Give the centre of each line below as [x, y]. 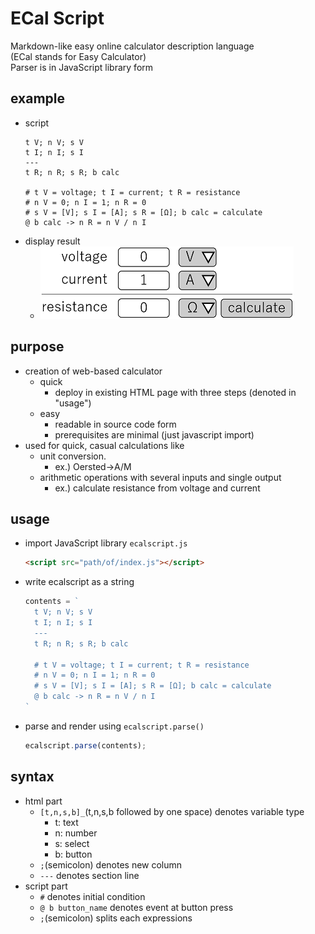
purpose [37, 347]
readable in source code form [115, 424]
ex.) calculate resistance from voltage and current [157, 488]
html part [43, 801]
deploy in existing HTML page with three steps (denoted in [175, 392]
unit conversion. [73, 456]
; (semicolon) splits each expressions [116, 918]
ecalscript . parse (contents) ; [85, 745]
